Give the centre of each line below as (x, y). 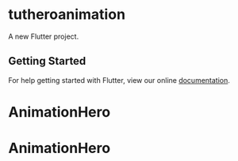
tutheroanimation (67, 15)
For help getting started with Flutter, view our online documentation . (119, 80)
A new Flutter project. (44, 36)
